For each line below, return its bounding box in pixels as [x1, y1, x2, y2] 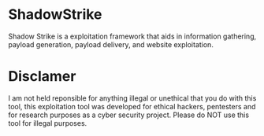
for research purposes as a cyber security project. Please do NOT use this [8, 110, 250, 119]
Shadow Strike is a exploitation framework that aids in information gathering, [8, 31, 257, 41]
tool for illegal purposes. [8, 118, 87, 127]
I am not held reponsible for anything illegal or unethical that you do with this [8, 93, 257, 103]
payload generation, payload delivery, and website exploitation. [8, 39, 214, 49]
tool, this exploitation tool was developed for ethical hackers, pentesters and [8, 101, 256, 111]
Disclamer [8, 68, 76, 86]
